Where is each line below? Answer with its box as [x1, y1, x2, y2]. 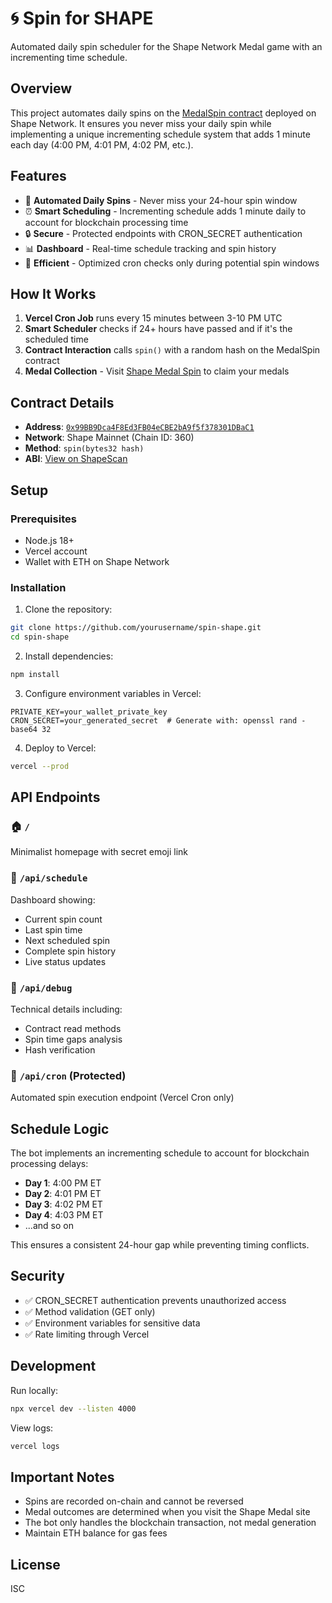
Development [10, 1358, 97, 1375]
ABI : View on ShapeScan [24, 453, 128, 465]
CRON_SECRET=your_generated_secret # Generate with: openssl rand [10, 715, 298, 726]
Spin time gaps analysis [24, 1033, 123, 1045]
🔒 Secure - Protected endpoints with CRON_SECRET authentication [24, 227, 303, 239]
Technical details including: [10, 1003, 123, 1015]
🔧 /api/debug [10, 980, 73, 994]
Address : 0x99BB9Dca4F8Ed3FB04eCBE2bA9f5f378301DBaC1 [24, 421, 255, 433]
